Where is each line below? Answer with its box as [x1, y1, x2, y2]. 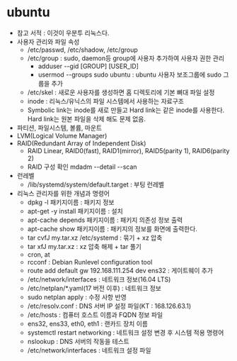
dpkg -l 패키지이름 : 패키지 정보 [27, 198, 115, 206]
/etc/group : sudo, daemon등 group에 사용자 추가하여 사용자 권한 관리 [27, 54, 224, 62]
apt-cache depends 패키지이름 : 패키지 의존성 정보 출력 [27, 216, 183, 224]
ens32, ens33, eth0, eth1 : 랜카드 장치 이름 [27, 319, 148, 328]
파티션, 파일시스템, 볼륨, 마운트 [16, 123, 103, 132]
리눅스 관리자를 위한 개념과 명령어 [16, 189, 110, 197]
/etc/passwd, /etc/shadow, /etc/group [27, 45, 139, 54]
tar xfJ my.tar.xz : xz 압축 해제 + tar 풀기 [27, 242, 142, 250]
